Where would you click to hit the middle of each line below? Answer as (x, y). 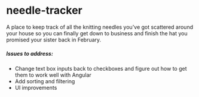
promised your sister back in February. (54, 40)
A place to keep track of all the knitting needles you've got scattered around (99, 27)
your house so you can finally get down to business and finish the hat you (97, 33)
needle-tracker (44, 10)
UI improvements (36, 87)
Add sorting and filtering (45, 81)
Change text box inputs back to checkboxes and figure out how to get (101, 68)
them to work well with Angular (53, 75)
